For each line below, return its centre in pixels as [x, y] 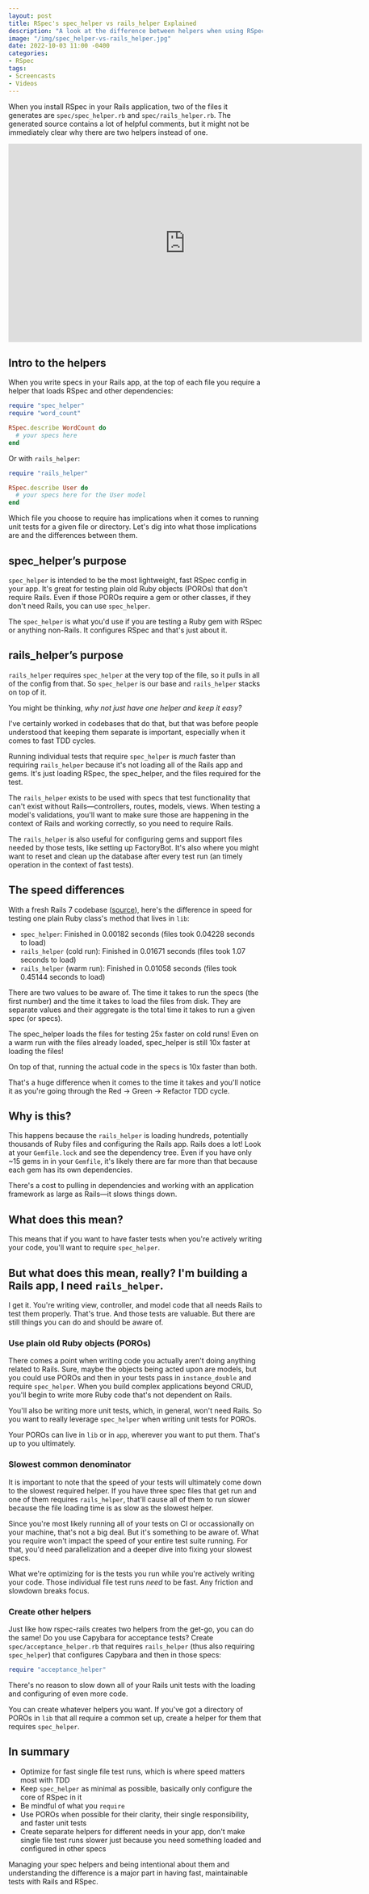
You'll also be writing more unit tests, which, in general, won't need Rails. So [135, 1411]
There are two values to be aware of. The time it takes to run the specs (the [134, 992]
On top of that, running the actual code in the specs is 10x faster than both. [133, 1066]
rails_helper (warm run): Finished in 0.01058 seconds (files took [128, 968]
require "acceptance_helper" [57, 1669]
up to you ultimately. [42, 1443]
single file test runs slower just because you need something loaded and [140, 1840]
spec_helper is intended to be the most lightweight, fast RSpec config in [128, 580]
